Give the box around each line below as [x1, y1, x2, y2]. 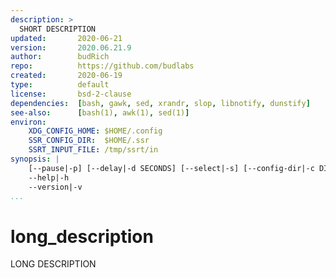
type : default [10, 80, 110, 90]
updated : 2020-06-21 [10, 33, 123, 43]
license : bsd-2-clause [10, 89, 132, 99]
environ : [10, 117, 47, 127]
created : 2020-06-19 [10, 71, 123, 81]
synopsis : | [10, 154, 60, 164]
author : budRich [10, 52, 110, 62]
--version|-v [28, 182, 83, 192]
